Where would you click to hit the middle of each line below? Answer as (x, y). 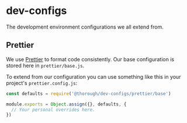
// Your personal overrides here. (53, 110)
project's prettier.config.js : (42, 83)
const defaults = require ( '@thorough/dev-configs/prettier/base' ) (89, 94)
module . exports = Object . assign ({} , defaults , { (66, 104)
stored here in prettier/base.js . (45, 65)
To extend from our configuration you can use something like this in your (93, 76)
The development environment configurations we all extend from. (85, 27)
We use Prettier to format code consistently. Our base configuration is (90, 59)
